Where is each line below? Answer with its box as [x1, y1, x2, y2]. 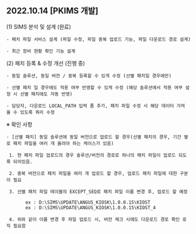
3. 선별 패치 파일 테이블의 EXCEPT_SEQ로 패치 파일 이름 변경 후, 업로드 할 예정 [8, 188, 188, 194]
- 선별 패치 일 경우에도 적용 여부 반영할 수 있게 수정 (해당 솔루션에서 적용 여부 [6, 84, 183, 91]
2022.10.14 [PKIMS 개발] [6, 5, 99, 16]
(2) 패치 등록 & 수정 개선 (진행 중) [6, 60, 86, 67]
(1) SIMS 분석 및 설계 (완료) [6, 23, 72, 30]
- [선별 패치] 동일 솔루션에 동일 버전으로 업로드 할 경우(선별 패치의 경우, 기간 [6, 134, 181, 140]
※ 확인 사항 [6, 120, 33, 128]
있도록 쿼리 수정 [20, 109, 55, 115]
